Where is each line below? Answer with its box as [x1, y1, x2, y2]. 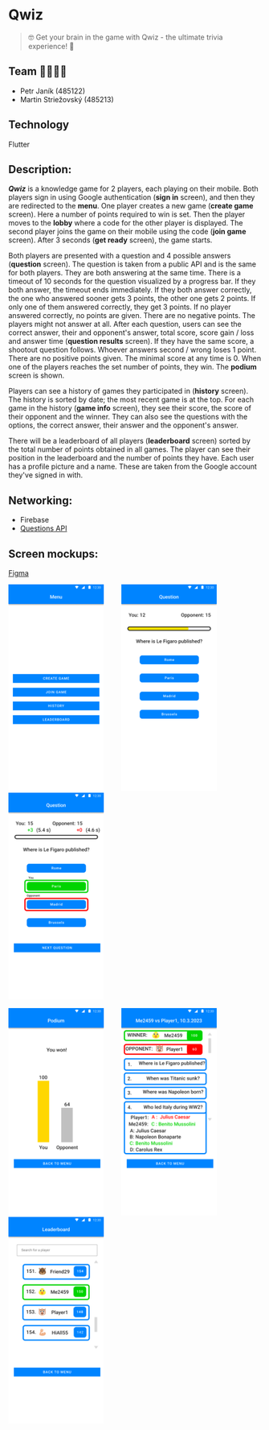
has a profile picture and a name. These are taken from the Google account [8, 461, 257, 472]
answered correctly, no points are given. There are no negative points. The [8, 311, 255, 320]
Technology [8, 118, 70, 132]
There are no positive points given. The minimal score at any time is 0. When [8, 353, 262, 363]
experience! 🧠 [27, 41, 75, 51]
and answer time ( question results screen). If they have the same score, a [8, 337, 255, 346]
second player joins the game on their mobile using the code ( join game [8, 227, 247, 237]
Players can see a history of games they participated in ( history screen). [8, 386, 249, 396]
